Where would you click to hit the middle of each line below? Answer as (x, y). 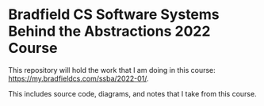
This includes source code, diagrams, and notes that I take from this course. (132, 93)
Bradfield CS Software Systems (114, 15)
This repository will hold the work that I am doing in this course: (112, 70)
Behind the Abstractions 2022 (109, 31)
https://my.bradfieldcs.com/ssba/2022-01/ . (78, 78)
